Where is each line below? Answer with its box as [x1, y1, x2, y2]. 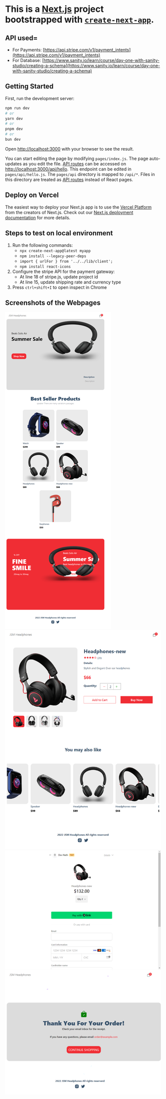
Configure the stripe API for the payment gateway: [12, 269, 115, 275]
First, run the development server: [5, 95, 75, 101]
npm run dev [5, 106, 30, 110]
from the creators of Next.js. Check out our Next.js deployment [5, 209, 133, 215]
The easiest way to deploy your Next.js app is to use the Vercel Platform [5, 204, 152, 210]
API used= [5, 34, 38, 42]
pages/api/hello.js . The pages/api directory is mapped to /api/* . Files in [5, 171, 155, 177]
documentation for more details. [5, 215, 71, 220]
